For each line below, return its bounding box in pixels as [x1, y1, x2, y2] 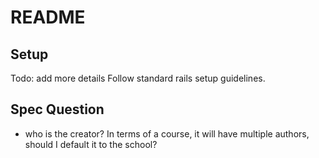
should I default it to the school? [24, 138, 158, 150]
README [10, 6, 86, 29]
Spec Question [10, 101, 105, 118]
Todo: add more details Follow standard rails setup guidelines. [10, 72, 266, 84]
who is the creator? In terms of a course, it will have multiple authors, [24, 127, 310, 140]
